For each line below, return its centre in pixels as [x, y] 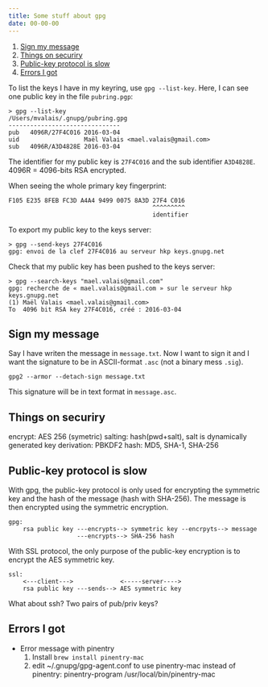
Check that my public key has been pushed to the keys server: [112, 266]
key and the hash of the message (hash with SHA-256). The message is [128, 498]
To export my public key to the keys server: [80, 229]
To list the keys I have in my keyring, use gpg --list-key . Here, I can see [129, 88]
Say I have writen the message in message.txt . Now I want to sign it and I [129, 354]
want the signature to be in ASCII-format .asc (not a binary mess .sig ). [126, 362]
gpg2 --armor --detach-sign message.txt [77, 377]
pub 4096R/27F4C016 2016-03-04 [64, 132]
